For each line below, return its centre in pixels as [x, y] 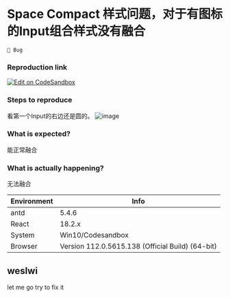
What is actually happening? [55, 168]
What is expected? [39, 134]
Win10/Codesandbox [94, 236]
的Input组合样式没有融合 [76, 31]
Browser [24, 247]
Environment [32, 201]
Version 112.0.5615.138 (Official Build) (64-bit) [139, 247]
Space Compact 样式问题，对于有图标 [115, 14]
